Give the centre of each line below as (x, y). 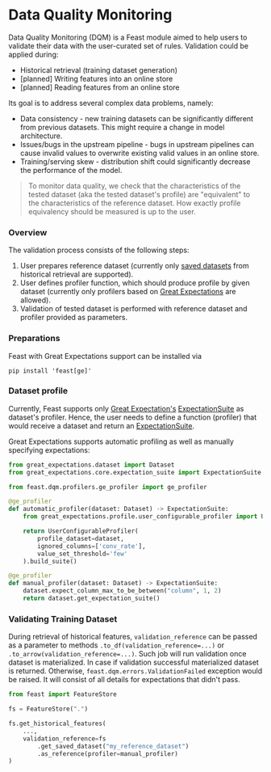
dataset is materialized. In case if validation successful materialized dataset (134, 662)
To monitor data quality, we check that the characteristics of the (134, 186)
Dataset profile (38, 391)
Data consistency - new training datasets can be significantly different (137, 118)
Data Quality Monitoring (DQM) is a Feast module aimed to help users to (128, 37)
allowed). (35, 300)
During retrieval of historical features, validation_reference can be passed (133, 637)
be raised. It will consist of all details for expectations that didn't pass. (124, 680)
